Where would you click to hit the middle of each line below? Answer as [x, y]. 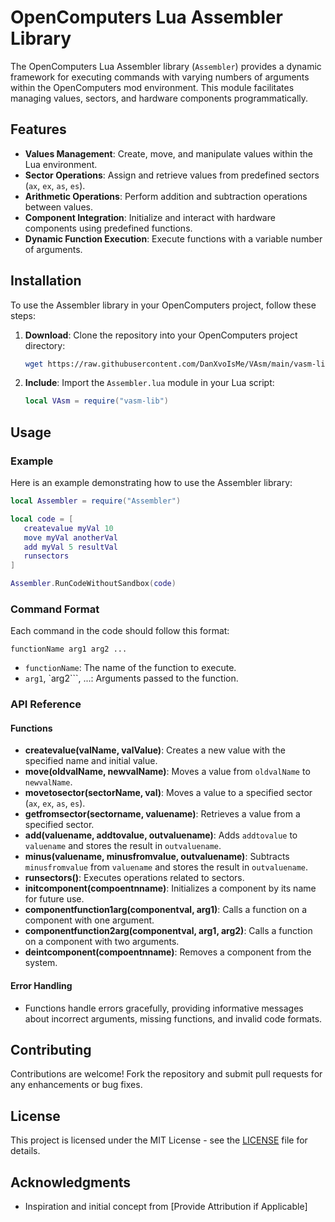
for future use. [54, 899]
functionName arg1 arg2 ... [69, 649]
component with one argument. [89, 920]
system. [41, 963]
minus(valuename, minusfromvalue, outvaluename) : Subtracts [157, 857]
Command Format [55, 609]
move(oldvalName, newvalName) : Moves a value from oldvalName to [167, 772]
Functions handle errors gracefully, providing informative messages [164, 1008]
